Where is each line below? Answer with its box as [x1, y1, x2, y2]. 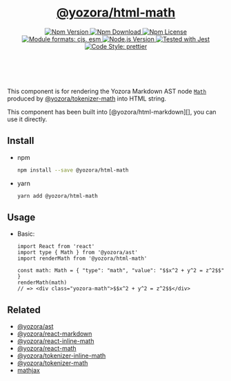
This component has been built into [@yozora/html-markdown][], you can [7, 107, 217, 116]
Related [7, 304, 41, 316]
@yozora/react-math [17, 344, 77, 353]
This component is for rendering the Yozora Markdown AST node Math [7, 87, 207, 95]
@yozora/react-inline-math [17, 337, 94, 345]
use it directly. [7, 115, 48, 123]
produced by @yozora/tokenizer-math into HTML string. [7, 94, 167, 103]
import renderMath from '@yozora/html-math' [17, 255, 148, 262]
